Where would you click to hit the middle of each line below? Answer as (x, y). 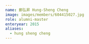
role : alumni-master (27, 19)
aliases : (14, 29)
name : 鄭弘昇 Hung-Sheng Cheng (37, 10)
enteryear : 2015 (22, 24)
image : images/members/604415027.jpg (45, 15)
